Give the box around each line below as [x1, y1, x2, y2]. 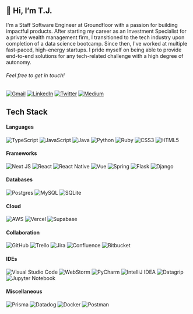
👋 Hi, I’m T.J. [6, 6, 52, 16]
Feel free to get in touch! [6, 72, 65, 79]
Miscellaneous [6, 288, 43, 295]
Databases [6, 176, 33, 183]
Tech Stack [6, 107, 48, 117]
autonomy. [6, 58, 31, 65]
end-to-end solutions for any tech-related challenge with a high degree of [6, 52, 184, 59]
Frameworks [6, 150, 37, 157]
